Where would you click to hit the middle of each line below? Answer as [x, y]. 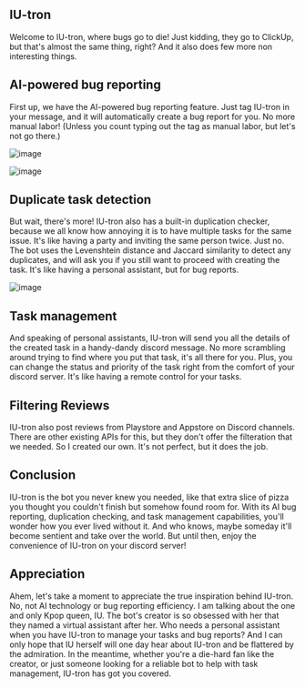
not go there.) [35, 136]
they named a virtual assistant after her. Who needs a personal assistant [145, 625]
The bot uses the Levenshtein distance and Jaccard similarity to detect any [150, 250]
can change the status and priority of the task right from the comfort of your [152, 367]
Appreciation [47, 574]
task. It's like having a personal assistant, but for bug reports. [124, 270]
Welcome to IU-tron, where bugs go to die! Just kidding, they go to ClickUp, [152, 36]
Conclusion [43, 476]
